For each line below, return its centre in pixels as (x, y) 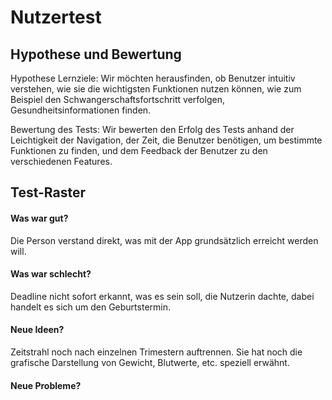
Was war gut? (39, 218)
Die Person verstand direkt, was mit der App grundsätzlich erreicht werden (164, 240)
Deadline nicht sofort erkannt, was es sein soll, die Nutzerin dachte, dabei (162, 296)
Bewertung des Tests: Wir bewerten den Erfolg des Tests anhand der (152, 129)
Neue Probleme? (46, 385)
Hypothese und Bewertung (96, 54)
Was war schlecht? (51, 274)
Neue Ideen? (37, 330)
